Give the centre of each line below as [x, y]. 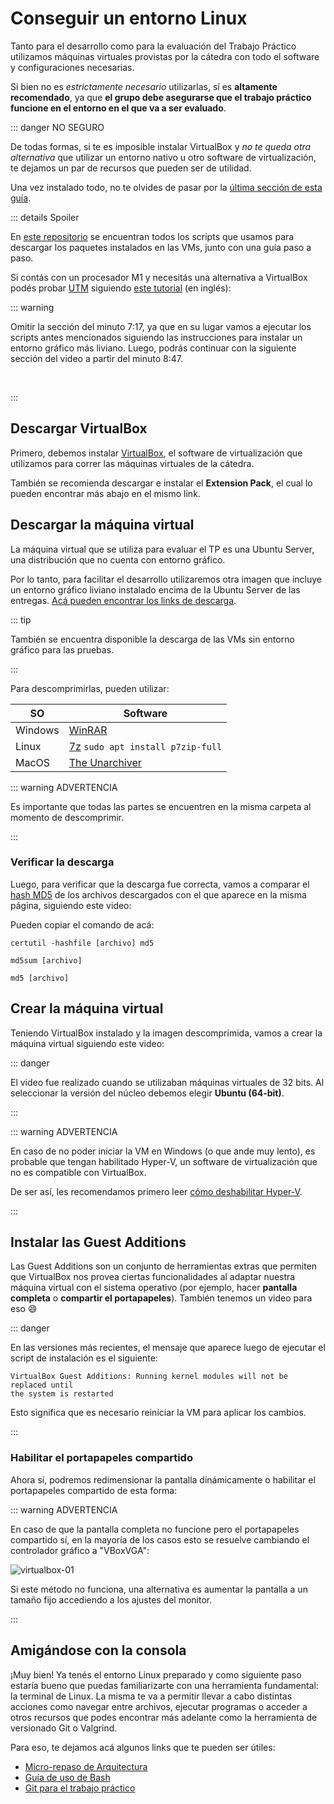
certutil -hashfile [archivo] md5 [82, 943]
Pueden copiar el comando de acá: [82, 924]
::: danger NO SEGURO [57, 127]
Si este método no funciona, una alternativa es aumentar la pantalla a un [159, 1589]
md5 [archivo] [40, 978]
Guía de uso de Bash [67, 1777]
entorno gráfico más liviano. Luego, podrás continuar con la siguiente [153, 348]
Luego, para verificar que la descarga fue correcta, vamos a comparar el [160, 884]
